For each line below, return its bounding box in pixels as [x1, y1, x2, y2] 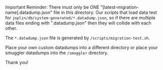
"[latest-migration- [100, 4, 139, 10]
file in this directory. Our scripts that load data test [53, 9, 157, 15]
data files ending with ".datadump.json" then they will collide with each [5, 20, 151, 26]
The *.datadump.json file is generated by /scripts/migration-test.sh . [5, 35, 150, 41]
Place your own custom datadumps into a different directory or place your [5, 45, 158, 50]
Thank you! [5, 60, 29, 65]
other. [5, 25, 18, 31]
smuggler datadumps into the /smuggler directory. [5, 50, 109, 56]
